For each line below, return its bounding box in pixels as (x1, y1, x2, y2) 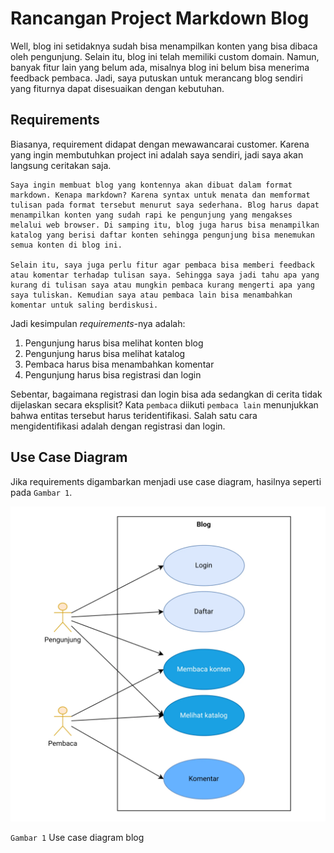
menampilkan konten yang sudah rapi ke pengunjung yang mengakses (10, 210, 293, 220)
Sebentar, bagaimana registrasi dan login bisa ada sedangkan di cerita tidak (10, 388, 323, 400)
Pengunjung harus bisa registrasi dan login (24, 368, 202, 381)
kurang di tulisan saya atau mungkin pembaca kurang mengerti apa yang (10, 280, 315, 290)
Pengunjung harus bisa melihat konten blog (24, 337, 204, 349)
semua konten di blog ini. (10, 240, 123, 250)
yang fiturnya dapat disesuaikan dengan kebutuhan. (10, 82, 225, 94)
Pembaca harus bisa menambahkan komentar (24, 358, 215, 370)
